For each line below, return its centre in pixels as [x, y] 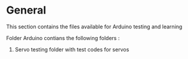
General [26, 10]
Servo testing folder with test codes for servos [72, 49]
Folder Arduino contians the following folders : [63, 38]
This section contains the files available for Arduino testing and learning [94, 27]
